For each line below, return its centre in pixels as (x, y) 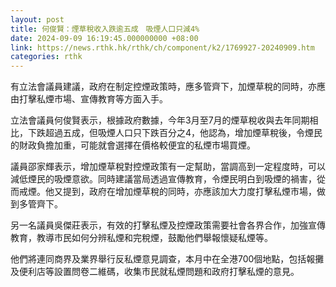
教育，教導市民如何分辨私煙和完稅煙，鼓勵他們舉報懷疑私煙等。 (141, 238)
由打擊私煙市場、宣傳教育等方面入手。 (89, 99)
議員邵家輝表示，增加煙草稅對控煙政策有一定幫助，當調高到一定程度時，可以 (168, 167)
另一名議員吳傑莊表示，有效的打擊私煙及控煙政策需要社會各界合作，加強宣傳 (168, 225)
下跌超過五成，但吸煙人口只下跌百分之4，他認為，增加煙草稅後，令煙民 (175, 133)
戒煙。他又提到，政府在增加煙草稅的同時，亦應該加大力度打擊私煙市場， (167, 192)
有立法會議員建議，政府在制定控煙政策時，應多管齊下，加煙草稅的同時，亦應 (168, 87)
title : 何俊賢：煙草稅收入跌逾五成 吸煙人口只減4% (105, 29)
